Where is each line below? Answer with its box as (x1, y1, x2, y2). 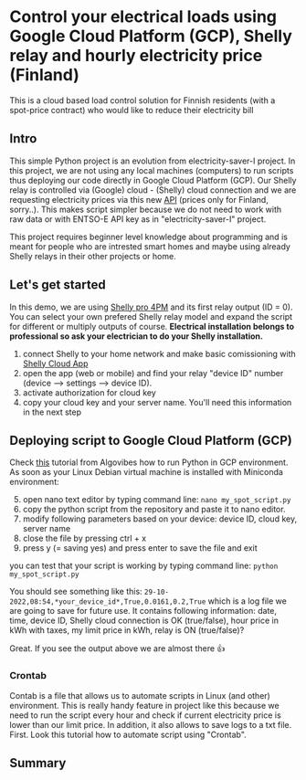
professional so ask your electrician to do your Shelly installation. (9, 331, 263, 342)
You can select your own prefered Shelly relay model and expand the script (9, 311, 293, 321)
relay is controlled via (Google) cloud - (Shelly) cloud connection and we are (9, 184, 297, 195)
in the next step (22, 406, 82, 417)
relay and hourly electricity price (9, 46, 263, 66)
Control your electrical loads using (9, 6, 277, 27)
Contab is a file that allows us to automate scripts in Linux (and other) (9, 690, 271, 701)
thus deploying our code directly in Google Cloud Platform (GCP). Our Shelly (9, 174, 297, 185)
